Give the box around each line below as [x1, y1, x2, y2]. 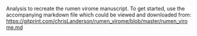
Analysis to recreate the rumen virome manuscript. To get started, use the [6, 5, 185, 12]
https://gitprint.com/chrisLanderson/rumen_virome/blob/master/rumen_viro [6, 18, 188, 24]
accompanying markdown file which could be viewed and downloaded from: [6, 11, 192, 18]
